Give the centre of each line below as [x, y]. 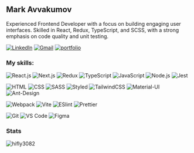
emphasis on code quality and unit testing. [57, 36]
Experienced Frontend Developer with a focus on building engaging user [94, 23]
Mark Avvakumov [39, 10]
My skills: [20, 63]
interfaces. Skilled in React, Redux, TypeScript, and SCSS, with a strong [93, 30]
